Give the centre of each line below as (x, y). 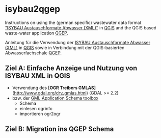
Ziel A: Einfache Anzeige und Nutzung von (71, 68)
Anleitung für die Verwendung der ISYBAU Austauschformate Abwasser (78, 42)
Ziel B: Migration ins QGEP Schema (59, 129)
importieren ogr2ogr (40, 114)
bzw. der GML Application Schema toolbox (55, 98)
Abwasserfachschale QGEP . (33, 53)
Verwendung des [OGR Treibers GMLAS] (54, 88)
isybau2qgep (33, 9)
